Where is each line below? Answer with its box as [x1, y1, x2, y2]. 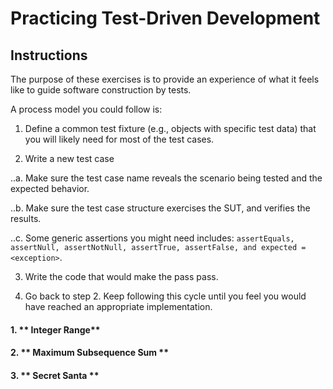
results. [10, 213, 42, 224]
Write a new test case [24, 153, 115, 164]
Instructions [10, 47, 88, 64]
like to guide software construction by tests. [10, 84, 192, 96]
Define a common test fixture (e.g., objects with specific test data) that [24, 123, 317, 134]
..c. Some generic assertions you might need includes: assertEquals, [10, 232, 295, 244]
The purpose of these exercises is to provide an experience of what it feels [10, 73, 320, 85]
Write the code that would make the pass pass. [24, 271, 219, 282]
